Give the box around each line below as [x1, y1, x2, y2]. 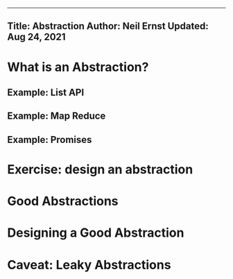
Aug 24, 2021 [7, 31, 66, 43]
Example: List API [7, 86, 85, 98]
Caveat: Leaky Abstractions [7, 257, 171, 273]
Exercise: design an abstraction [7, 161, 193, 177]
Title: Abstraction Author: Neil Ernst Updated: [7, 20, 209, 32]
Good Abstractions [7, 194, 119, 209]
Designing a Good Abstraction [7, 225, 184, 241]
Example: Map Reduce [7, 110, 106, 122]
